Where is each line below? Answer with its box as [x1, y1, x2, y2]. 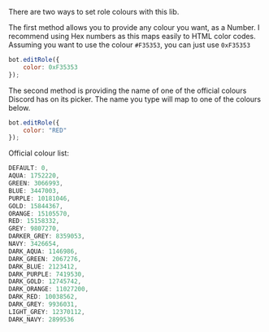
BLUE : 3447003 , [8, 186, 60, 194]
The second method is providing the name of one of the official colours [8, 85, 247, 95]
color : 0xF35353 [23, 63, 79, 72]
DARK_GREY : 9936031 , [8, 300, 79, 308]
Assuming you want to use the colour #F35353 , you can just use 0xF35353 [8, 40, 250, 50]
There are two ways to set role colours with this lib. [8, 7, 180, 16]
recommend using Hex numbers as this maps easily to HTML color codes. [8, 32, 256, 41]
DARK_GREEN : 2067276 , [8, 255, 82, 263]
